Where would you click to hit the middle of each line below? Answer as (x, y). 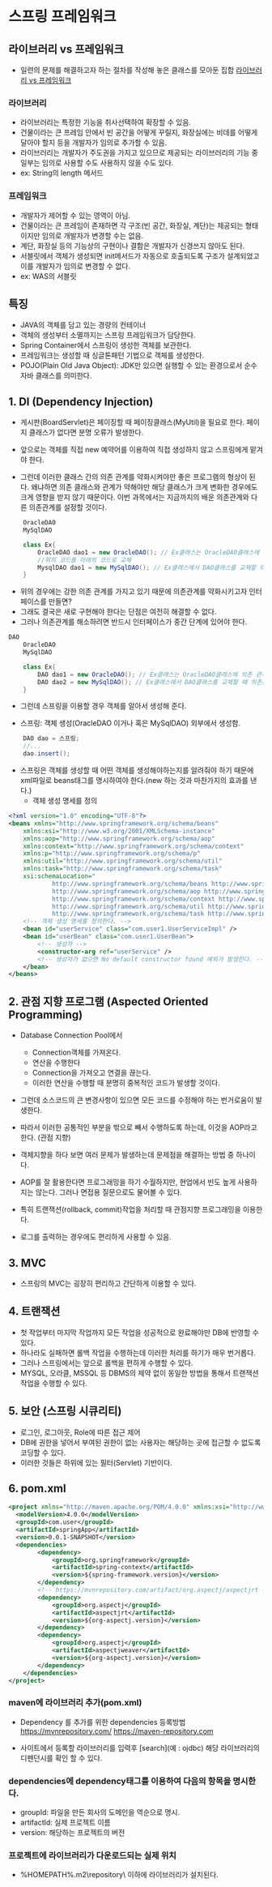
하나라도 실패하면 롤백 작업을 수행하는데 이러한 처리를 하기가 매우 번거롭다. (138, 1352)
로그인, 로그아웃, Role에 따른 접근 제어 (80, 1432)
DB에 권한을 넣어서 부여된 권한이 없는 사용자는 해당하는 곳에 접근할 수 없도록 (140, 1442)
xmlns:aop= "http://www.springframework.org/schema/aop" (119, 839)
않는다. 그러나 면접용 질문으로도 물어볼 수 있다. (108, 1192)
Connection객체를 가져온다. (76, 1053)
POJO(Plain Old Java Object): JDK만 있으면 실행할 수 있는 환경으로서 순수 (138, 366)
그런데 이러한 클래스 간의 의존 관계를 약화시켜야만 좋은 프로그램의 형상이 (134, 477)
